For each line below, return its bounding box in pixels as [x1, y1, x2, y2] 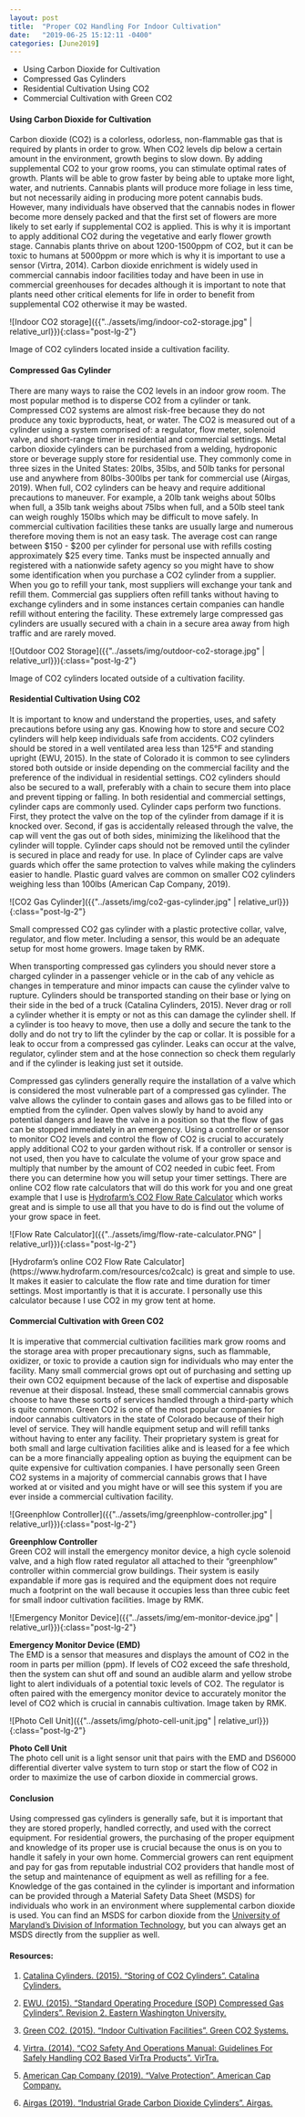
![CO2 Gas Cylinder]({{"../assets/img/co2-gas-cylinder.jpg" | [9, 896, 237, 907]
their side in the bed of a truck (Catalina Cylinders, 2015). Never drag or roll [9, 999, 291, 1010]
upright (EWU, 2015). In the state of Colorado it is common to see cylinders [9, 752, 290, 763]
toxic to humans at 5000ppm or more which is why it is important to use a [9, 250, 286, 261]
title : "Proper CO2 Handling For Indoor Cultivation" [9, 22, 222, 31]
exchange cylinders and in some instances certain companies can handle [9, 599, 285, 610]
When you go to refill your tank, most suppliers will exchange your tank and [9, 579, 293, 589]
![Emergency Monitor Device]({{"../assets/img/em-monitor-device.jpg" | [9, 1612, 279, 1623]
